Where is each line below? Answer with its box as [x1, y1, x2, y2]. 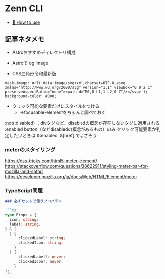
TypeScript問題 [5, 187, 43, 194]
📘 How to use [12, 19, 40, 25]
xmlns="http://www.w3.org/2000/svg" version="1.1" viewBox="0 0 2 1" [5, 85, 153, 90]
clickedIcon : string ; [18, 240, 64, 245]
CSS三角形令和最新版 [12, 70, 56, 76]
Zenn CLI [5, 3, 43, 14]
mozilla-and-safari [5, 168, 43, 175]
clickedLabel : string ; [18, 236, 66, 241]
